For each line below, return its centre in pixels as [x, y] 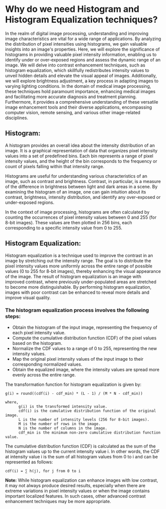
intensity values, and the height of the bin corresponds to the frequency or [81, 161]
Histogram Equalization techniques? [82, 20]
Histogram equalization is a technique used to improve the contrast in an [79, 255]
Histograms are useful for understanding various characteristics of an [76, 176]
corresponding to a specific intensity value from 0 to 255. [64, 228]
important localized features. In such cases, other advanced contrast [76, 496]
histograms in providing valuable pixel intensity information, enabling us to [81, 54]
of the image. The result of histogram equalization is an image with [73, 276]
